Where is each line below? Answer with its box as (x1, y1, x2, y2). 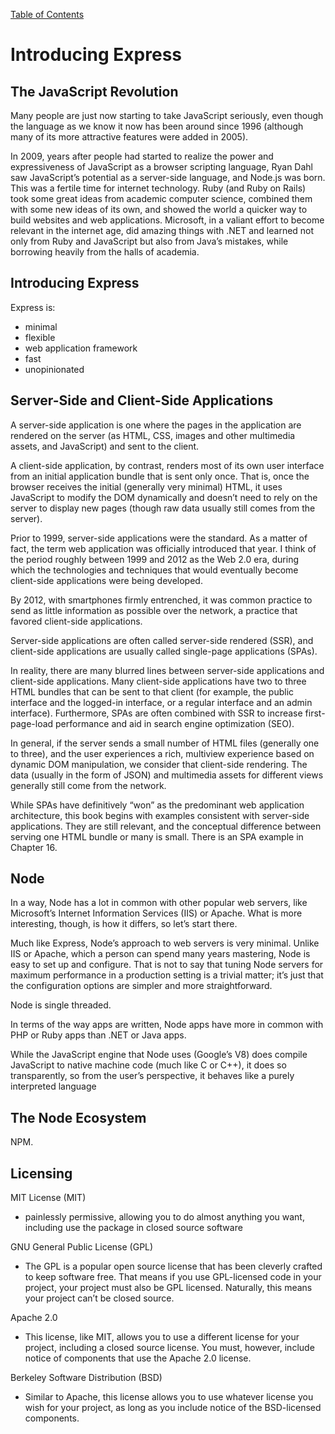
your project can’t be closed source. (24, 1292, 175, 1304)
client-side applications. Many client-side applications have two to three (10, 675, 307, 687)
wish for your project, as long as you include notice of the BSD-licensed (24, 1402, 322, 1414)
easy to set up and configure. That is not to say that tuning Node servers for (10, 959, 324, 971)
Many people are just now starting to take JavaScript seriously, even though (10, 110, 324, 121)
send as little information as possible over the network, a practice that (10, 604, 298, 616)
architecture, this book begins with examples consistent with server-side (10, 809, 310, 821)
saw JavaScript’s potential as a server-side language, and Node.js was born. (10, 172, 326, 183)
